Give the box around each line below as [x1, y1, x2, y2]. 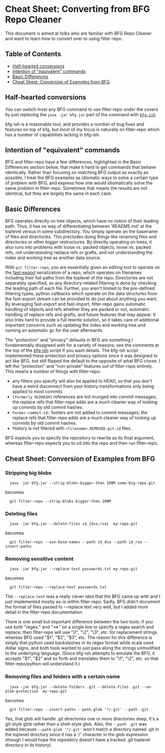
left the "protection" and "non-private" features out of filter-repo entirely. [5, 363, 153, 369]
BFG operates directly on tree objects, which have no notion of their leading [5, 218, 159, 224]
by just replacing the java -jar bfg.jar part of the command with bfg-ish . [5, 111, 157, 117]
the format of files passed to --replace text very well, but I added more [5, 604, 149, 610]
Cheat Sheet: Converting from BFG [5, 3, 150, 15]
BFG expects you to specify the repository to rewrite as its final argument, [5, 435, 155, 441]
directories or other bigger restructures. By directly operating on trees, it [5, 239, 152, 245]
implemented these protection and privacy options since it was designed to [5, 353, 158, 359]
